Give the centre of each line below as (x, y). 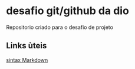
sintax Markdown (27, 60)
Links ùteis (27, 46)
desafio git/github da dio (68, 11)
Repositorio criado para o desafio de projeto (60, 27)
